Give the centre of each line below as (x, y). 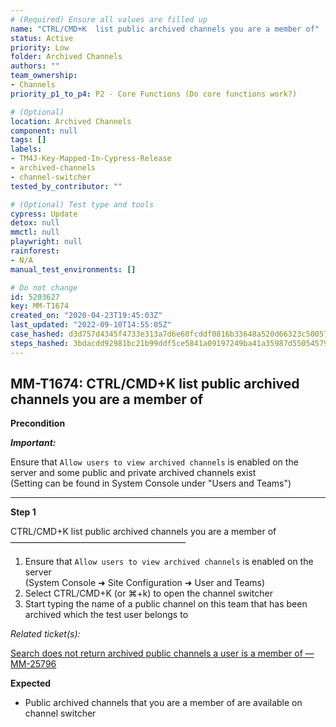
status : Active (42, 38)
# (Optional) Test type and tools (82, 204)
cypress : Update (44, 214)
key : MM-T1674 (40, 306)
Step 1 (23, 512)
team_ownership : (44, 76)
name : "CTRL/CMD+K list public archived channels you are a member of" (165, 29)
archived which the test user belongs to (106, 615)
